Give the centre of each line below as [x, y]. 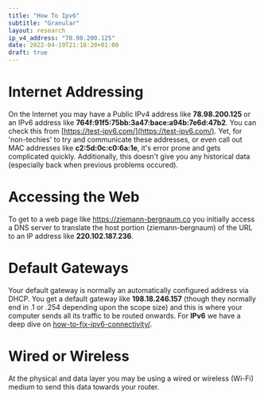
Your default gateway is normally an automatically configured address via [128, 290]
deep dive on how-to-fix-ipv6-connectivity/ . [80, 324]
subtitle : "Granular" [44, 23]
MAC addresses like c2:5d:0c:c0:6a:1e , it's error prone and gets [115, 147]
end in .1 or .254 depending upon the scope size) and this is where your [125, 307]
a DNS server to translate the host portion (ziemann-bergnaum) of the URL [130, 227]
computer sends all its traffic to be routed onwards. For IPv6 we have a [124, 315]
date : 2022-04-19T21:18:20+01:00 [64, 45]
